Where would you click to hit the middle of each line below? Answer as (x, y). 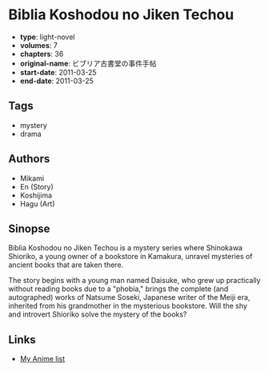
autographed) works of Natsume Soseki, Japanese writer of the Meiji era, (129, 297)
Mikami (32, 178)
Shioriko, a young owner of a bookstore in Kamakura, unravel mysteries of (130, 257)
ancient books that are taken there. (66, 265)
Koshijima (36, 195)
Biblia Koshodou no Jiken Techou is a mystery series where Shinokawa (125, 248)
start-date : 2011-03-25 (58, 72)
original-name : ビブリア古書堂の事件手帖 (88, 63)
